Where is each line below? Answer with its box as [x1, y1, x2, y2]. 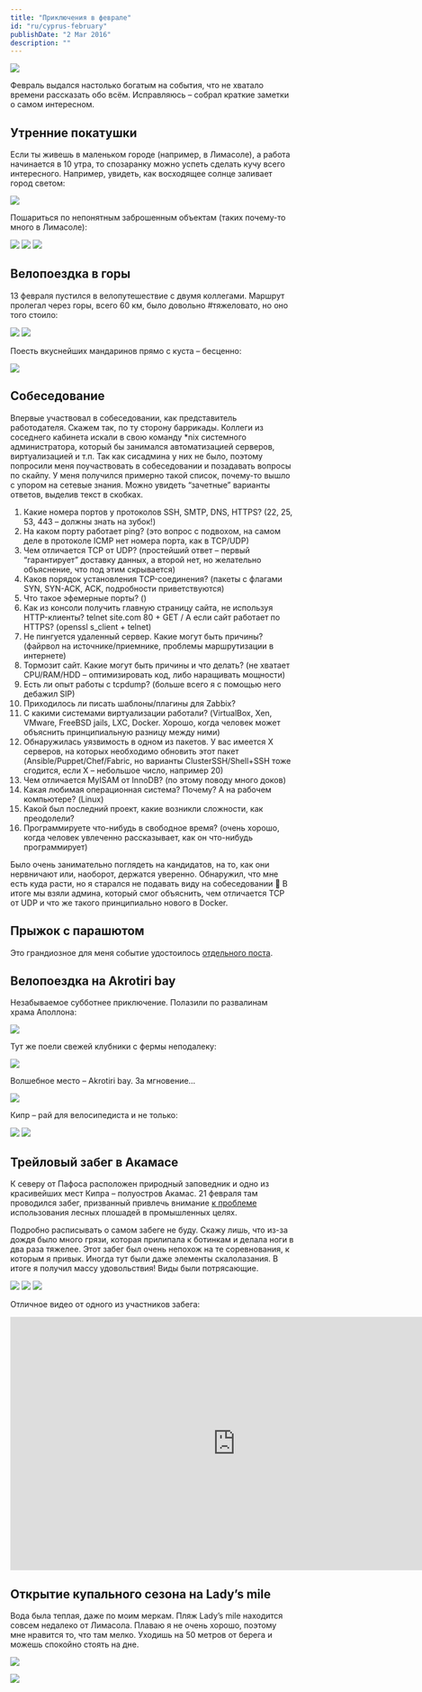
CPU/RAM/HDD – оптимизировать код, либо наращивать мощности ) [22, 669, 286, 680]
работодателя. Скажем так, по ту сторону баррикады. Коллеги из [10, 422, 264, 432]
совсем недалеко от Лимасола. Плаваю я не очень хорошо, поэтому [10, 1619, 277, 1631]
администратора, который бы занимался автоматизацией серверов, [10, 441, 275, 451]
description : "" [10, 38, 71, 48]
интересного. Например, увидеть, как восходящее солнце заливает [10, 168, 273, 179]
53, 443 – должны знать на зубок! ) [22, 515, 157, 527]
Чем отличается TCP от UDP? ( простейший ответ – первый [22, 544, 250, 555]
